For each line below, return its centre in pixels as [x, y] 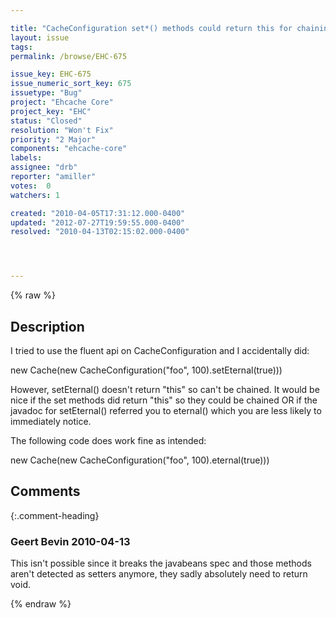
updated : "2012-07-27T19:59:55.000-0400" [98, 222]
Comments [45, 491]
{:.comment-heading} [55, 515]
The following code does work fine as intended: [108, 440]
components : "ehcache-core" [69, 149]
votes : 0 [31, 186]
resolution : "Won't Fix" [62, 130]
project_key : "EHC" [51, 111]
